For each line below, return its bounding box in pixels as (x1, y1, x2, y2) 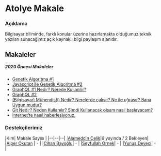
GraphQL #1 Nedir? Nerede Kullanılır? (12, 86, 86, 92)
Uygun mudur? (12, 102, 42, 108)
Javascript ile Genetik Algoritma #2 (12, 81, 82, 87)
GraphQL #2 (12, 92, 37, 97)
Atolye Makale (5, 3, 64, 14)
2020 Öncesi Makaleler (5, 64, 54, 70)
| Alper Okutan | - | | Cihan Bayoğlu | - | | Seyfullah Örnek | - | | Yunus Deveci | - (5, 140, 156, 146)
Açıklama (5, 20, 28, 27)
